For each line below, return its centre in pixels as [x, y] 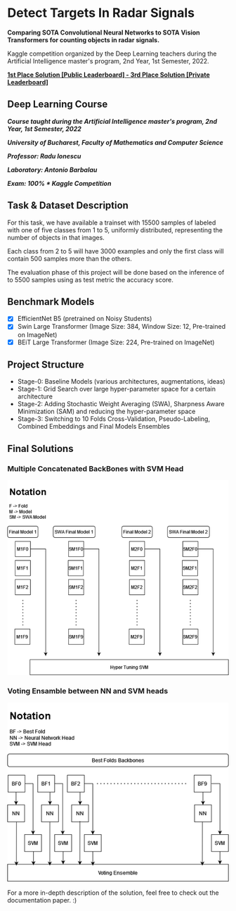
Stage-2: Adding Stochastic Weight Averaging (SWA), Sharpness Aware [121, 404]
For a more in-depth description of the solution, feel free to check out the [113, 893]
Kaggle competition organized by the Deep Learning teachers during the [112, 54]
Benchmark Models [51, 302]
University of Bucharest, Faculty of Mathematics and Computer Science [115, 142]
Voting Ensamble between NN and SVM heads [88, 691]
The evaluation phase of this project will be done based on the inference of [116, 272]
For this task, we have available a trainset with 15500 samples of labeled [112, 222]
